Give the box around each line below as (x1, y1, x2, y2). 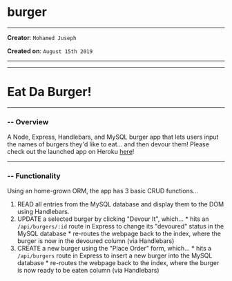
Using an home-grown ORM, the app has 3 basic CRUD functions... (7, 187, 199, 195)
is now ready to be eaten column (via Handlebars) (17, 267, 160, 275)
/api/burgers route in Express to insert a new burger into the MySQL (17, 251, 213, 260)
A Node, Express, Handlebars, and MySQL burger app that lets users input (7, 133, 219, 142)
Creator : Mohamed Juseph (7, 33, 77, 41)
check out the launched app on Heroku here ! (7, 148, 135, 156)
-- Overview (7, 117, 49, 126)
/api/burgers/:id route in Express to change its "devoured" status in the (17, 222, 224, 231)
